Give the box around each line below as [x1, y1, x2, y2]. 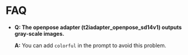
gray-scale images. [14, 30, 65, 37]
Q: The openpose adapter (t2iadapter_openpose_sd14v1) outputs [14, 24, 182, 31]
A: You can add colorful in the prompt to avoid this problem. [14, 42, 167, 49]
